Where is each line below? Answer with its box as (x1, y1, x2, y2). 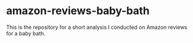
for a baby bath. (6, 29, 46, 37)
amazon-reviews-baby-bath (6, 4, 150, 18)
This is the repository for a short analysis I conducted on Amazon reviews (6, 24, 188, 31)
